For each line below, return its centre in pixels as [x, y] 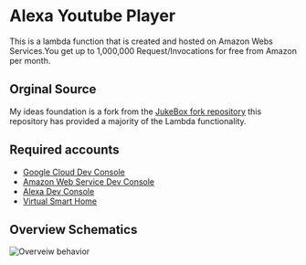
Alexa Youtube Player [93, 16]
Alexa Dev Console [58, 191]
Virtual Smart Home [60, 201]
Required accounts [65, 150]
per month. [30, 60]
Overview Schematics [74, 229]
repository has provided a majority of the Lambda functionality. [128, 121]
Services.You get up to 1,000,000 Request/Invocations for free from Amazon [153, 50]
